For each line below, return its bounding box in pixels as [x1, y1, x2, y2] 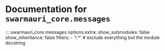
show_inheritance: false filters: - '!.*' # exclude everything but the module [5, 34, 160, 40]
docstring [5, 39, 25, 46]
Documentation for [5, 4, 87, 15]
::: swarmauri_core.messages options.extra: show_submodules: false [5, 29, 150, 35]
